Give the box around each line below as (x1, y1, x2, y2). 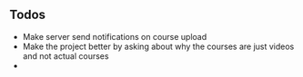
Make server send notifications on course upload (22, 31, 207, 42)
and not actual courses (22, 50, 109, 62)
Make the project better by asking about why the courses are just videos (22, 41, 295, 52)
